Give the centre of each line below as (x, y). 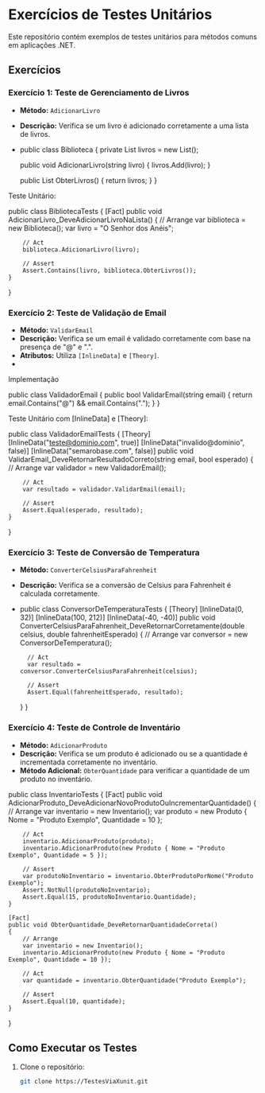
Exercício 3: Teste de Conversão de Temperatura (104, 552)
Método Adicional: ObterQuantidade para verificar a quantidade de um (134, 770)
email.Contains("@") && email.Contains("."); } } (84, 403)
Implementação (34, 379)
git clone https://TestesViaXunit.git (84, 1082)
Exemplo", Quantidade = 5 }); (58, 855)
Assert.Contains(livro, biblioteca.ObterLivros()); (109, 270)
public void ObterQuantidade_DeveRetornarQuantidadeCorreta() (113, 924)
